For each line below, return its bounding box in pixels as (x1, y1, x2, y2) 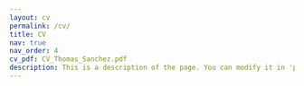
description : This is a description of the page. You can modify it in (9, 64, 285, 73)
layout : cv (9, 13, 51, 22)
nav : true (9, 38, 47, 47)
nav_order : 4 (9, 47, 59, 56)
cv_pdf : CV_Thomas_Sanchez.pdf (9, 55, 128, 64)
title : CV (9, 30, 47, 39)
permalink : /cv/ (9, 21, 71, 30)
